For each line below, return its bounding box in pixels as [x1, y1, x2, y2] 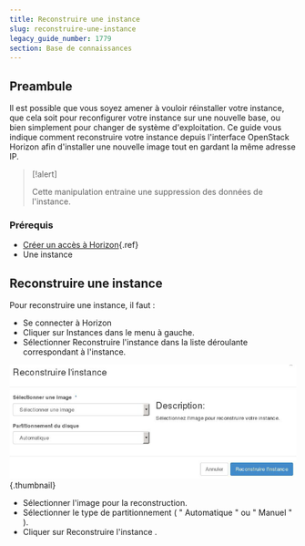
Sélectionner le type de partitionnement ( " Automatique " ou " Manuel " [22, 507, 293, 519]
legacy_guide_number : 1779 [9, 34, 112, 43]
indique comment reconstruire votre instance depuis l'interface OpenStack [9, 132, 290, 143]
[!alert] [31, 169, 57, 180]
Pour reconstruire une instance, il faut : [9, 300, 156, 311]
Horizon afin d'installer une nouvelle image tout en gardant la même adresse [9, 141, 296, 152]
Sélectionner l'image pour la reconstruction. [22, 498, 188, 509]
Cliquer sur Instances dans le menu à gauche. [22, 327, 196, 338]
